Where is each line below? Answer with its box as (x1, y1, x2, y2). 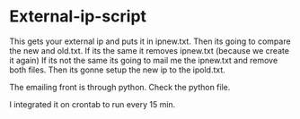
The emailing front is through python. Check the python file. (9, 81, 231, 92)
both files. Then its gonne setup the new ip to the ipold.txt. (9, 64, 226, 75)
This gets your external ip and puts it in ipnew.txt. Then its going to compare (9, 36, 291, 47)
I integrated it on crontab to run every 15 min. (9, 98, 176, 109)
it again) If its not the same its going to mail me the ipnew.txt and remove (9, 55, 278, 65)
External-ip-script (9, 6, 146, 27)
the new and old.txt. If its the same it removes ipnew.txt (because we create (9, 45, 290, 55)
